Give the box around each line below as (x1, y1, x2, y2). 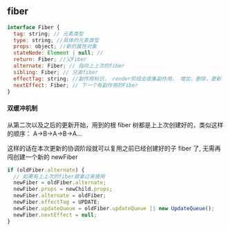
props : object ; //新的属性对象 (13, 43, 97, 50)
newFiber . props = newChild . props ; (13, 186, 113, 193)
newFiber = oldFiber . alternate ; (13, 179, 107, 186)
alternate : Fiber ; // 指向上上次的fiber (13, 62, 125, 70)
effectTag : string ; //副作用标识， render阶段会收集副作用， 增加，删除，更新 (13, 75, 222, 82)
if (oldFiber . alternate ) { (7, 166, 85, 174)
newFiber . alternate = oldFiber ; (13, 192, 107, 199)
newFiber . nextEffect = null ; (13, 211, 97, 219)
